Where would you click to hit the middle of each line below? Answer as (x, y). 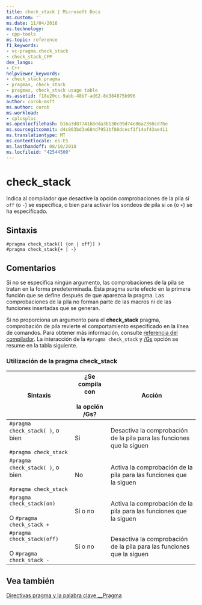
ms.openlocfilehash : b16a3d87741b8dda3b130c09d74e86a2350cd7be (87, 124)
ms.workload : (23, 113)
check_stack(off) (34, 539)
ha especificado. (27, 211)
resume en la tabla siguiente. (42, 346)
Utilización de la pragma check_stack (62, 361)
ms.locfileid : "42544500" (38, 152)
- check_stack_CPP (29, 57)
